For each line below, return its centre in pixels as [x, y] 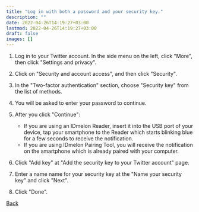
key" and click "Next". [42, 180]
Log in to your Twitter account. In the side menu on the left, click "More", [104, 56]
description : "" [26, 17]
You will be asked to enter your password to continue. [80, 103]
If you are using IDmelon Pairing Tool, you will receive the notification [108, 145]
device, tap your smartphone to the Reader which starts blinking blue [108, 132]
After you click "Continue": [48, 114]
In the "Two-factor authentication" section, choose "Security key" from [102, 85]
